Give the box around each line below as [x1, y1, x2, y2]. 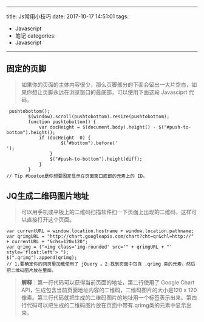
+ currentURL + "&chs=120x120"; [6, 238, 88, 244]
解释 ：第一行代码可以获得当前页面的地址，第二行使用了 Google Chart [21, 278, 195, 286]
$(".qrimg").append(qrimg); [6, 254, 78, 261]
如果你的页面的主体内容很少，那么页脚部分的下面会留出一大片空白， [21, 81, 192, 88]
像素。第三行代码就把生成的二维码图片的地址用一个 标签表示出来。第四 [21, 293, 197, 301]
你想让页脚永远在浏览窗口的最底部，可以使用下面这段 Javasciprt [26, 89, 188, 96]
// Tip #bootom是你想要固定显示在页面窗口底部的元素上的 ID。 [6, 173, 148, 179]
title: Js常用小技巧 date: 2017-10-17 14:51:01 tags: [6, 13, 129, 20]
